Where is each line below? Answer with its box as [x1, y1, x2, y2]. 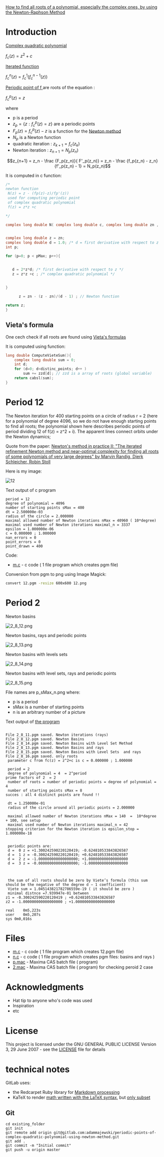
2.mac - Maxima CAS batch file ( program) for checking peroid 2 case [12, 964, 153, 970]
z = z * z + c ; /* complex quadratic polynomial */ [12, 272, 115, 276]
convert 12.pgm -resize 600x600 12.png [5, 581, 87, 586]
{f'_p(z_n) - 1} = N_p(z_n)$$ [54, 163, 111, 169]
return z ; [5, 303, 26, 308]
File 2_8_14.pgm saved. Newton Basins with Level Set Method [5, 741, 133, 746]
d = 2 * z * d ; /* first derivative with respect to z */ [12, 267, 124, 272]
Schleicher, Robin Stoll [5, 458, 51, 464]
